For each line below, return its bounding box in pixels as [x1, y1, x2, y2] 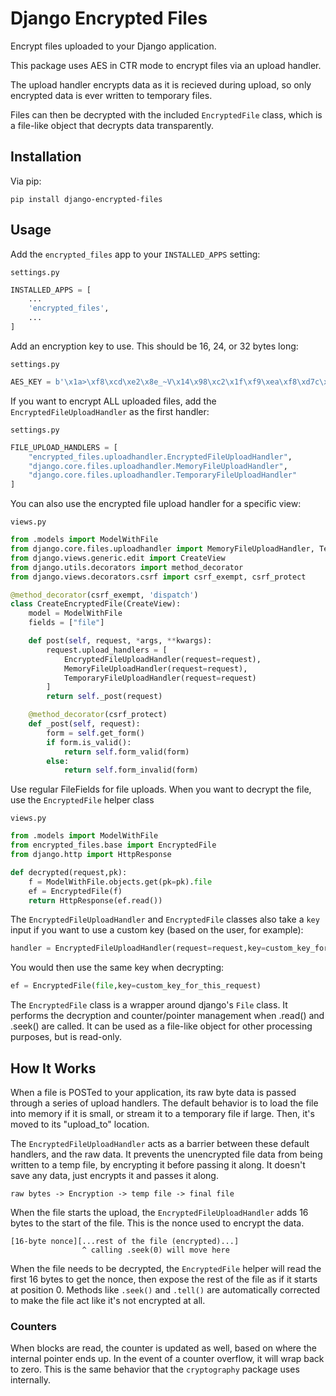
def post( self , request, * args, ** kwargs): [28, 636, 213, 646]
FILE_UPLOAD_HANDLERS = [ [10, 442, 118, 452]
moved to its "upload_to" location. [10, 1118, 150, 1130]
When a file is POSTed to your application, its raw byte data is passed [10, 1087, 297, 1098]
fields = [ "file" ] [28, 618, 105, 628]
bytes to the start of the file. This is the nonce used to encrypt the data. [10, 1217, 305, 1229]
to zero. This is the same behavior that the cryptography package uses [10, 1363, 300, 1376]
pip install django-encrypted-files [10, 194, 163, 204]
